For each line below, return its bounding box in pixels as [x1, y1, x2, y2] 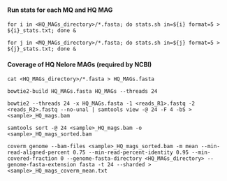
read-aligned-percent [7, 149, 71, 157]
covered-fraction [7, 155, 58, 162]
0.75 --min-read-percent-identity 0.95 [73, 149, 189, 157]
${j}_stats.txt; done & [7, 45, 77, 52]
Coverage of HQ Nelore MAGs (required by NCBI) [7, 60, 152, 68]
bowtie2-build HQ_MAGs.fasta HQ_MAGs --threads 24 [7, 88, 158, 95]
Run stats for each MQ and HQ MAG [7, 6, 113, 14]
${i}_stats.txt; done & [7, 27, 77, 34]
